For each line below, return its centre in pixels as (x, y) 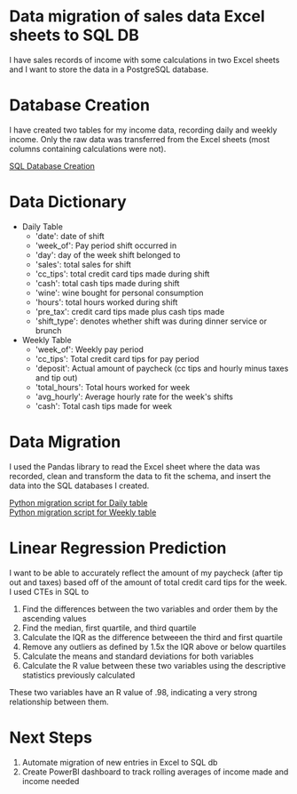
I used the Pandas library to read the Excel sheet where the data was (135, 466)
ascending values (54, 618)
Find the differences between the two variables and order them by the (150, 609)
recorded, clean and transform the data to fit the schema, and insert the (141, 476)
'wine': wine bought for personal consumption (119, 293)
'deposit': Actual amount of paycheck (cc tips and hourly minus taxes (162, 368)
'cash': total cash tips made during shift (107, 283)
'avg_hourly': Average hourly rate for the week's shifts (134, 397)
